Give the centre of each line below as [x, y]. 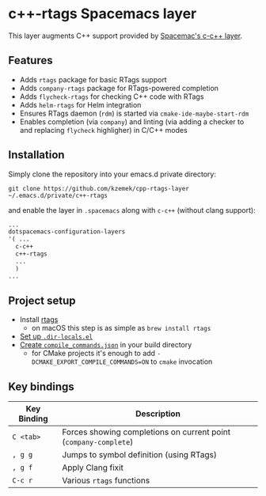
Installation [36, 155]
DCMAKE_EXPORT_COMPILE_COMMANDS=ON [90, 362]
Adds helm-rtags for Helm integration [80, 104]
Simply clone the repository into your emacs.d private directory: [112, 174]
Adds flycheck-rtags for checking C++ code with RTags [112, 97]
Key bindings [42, 386]
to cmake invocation [181, 362]
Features [30, 61]
